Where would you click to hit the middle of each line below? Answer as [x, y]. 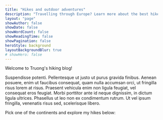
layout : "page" [20, 18]
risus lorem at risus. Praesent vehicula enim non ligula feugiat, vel [71, 88]
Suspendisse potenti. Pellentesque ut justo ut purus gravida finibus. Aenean [81, 77]
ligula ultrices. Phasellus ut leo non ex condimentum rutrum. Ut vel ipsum [78, 98]
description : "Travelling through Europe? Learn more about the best [77, 14]
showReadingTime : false [29, 37]
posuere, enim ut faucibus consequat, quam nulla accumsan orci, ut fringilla [81, 83]
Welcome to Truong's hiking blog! [39, 68]
